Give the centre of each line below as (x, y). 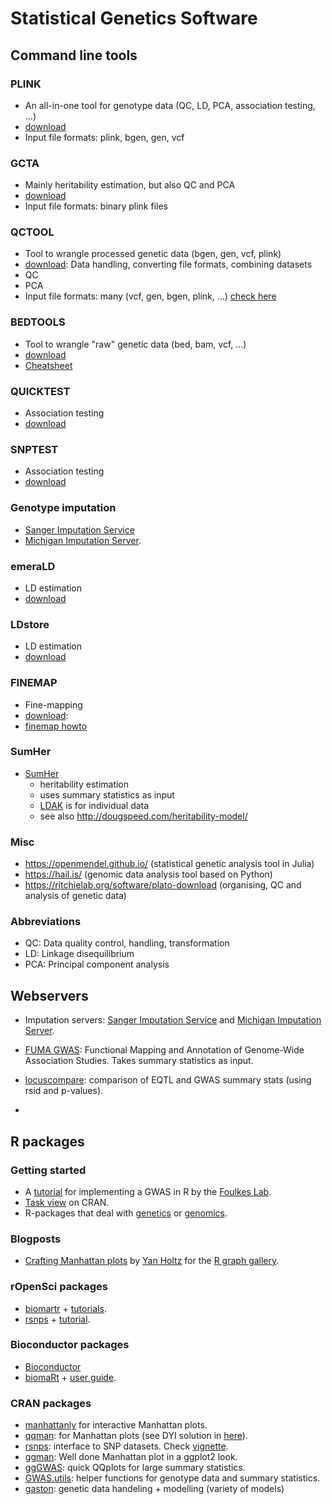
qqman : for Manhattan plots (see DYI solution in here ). (136, 1436)
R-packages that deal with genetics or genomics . (126, 1213)
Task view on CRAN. (67, 1202)
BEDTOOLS (38, 322)
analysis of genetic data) (75, 896)
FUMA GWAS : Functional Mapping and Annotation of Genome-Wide (164, 1050)
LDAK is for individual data (94, 805)
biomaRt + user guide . (70, 1377)
